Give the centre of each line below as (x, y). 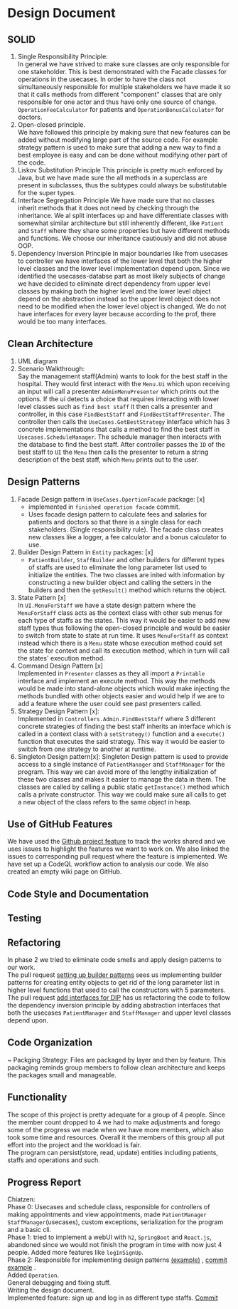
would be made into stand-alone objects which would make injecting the (124, 688)
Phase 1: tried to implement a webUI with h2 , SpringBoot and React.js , (109, 1237)
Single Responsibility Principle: (63, 56)
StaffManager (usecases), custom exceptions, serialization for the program (115, 1222)
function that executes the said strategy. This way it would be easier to (121, 741)
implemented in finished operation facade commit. (104, 507)
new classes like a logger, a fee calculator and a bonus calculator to (128, 537)
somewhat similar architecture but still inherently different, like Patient (120, 223)
